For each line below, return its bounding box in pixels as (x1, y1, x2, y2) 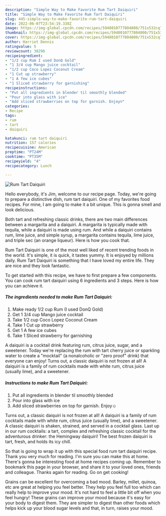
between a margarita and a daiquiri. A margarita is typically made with (5, 221, 148, 228)
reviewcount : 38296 (5, 48, 45, 53)
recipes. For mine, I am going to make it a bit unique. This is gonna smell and (5, 201, 161, 207)
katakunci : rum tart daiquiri (5, 136, 68, 141)
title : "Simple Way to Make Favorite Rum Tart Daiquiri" (5, 12, 125, 17)
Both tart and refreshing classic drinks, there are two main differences (5, 216, 148, 222)
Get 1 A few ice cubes (12, 328, 57, 333)
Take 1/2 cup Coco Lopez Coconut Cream (12, 317, 98, 323)
